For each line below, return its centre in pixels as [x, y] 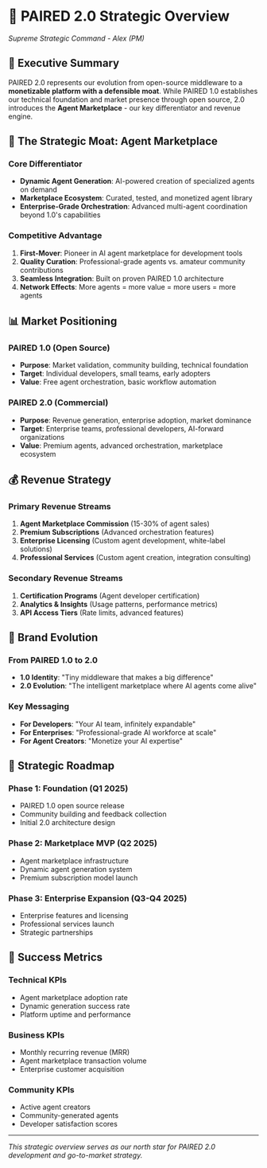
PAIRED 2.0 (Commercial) [58, 403]
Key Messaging [39, 707]
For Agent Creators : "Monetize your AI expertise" [101, 741]
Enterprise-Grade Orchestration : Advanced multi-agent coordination [133, 207]
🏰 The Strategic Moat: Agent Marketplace [113, 141]
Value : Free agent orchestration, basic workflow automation [118, 382]
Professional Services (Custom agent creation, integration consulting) [135, 558]
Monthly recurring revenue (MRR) [75, 1052]
